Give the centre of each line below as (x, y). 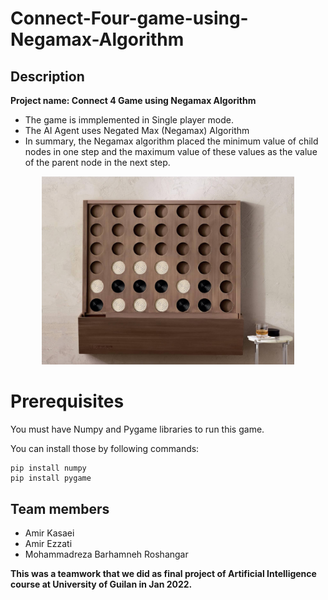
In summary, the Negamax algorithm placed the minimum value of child (171, 141)
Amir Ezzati (48, 543)
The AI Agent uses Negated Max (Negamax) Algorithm (137, 130)
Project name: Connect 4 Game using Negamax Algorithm (133, 100)
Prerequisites (67, 401)
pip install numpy (48, 468)
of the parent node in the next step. (97, 162)
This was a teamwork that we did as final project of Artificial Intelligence (163, 573)
